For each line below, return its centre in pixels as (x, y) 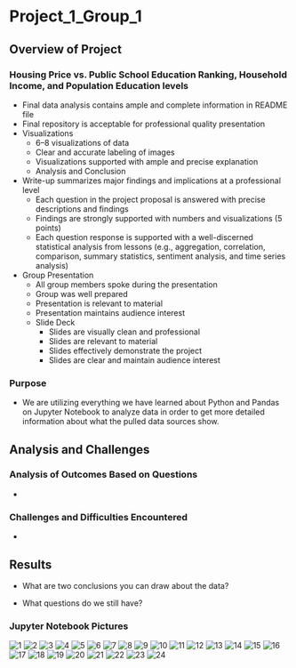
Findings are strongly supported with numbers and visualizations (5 (159, 218)
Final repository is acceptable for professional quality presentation (144, 124)
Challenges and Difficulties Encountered (99, 517)
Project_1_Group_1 (76, 16)
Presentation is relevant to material (99, 303)
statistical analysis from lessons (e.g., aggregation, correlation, (150, 246)
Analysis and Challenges (80, 450)
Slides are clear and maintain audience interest (134, 360)
